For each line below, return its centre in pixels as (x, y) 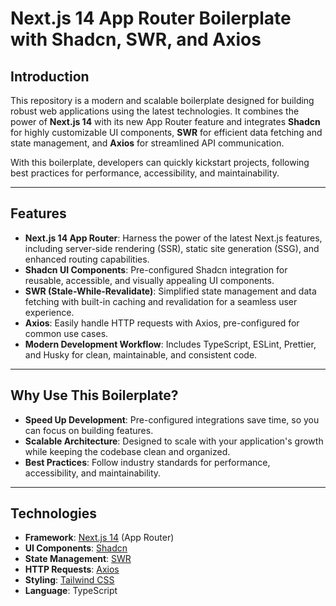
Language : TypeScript (71, 591)
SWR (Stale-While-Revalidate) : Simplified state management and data (170, 291)
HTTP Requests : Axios (72, 569)
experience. (49, 312)
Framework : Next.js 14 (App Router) (99, 538)
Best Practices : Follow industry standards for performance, (147, 462)
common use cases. (66, 333)
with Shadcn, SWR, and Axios (136, 39)
